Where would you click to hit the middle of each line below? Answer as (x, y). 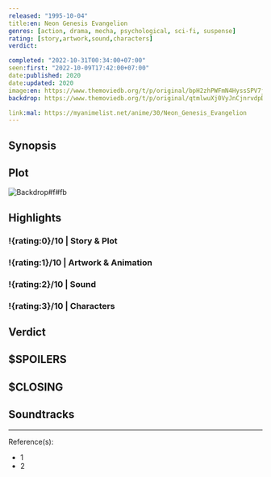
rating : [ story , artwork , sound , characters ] (81, 38)
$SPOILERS (38, 359)
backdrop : (25, 98)
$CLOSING (36, 387)
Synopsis (32, 145)
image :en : (25, 91)
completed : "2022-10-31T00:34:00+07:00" (77, 61)
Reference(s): (31, 441)
